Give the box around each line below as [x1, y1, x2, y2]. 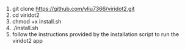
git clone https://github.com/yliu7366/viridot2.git [12, 5, 135, 12]
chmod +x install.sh [12, 18, 62, 25]
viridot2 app [12, 37, 43, 44]
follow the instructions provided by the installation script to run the [12, 31, 180, 38]
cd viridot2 [12, 11, 40, 19]
